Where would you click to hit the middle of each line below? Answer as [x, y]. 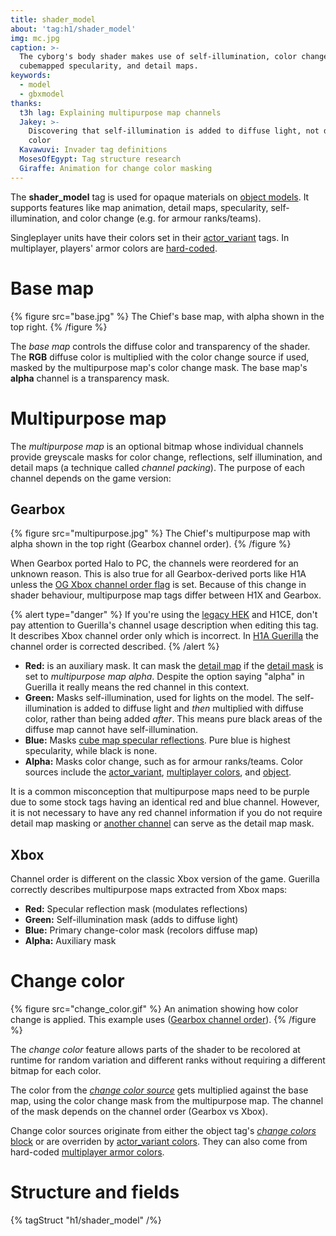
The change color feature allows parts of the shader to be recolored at [155, 1050]
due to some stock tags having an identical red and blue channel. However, [165, 802]
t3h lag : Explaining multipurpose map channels [120, 112]
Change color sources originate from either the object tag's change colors [163, 1131]
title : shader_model [53, 19]
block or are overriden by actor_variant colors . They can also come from [159, 1142]
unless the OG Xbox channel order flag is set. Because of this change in [158, 585]
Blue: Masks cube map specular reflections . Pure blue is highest [157, 740]
